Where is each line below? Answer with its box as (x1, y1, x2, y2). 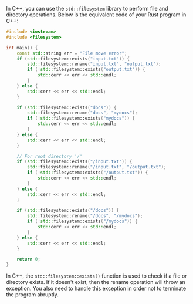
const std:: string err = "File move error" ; (16, 50, 127, 56)
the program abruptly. (6, 291, 59, 298)
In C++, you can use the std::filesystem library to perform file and (6, 5, 168, 12)
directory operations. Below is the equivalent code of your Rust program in (6, 11, 187, 18)
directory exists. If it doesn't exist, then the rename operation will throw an (6, 279, 186, 286)
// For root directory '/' (16, 153, 83, 159)
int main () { (6, 45, 38, 50)
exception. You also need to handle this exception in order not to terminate (6, 285, 187, 292)
